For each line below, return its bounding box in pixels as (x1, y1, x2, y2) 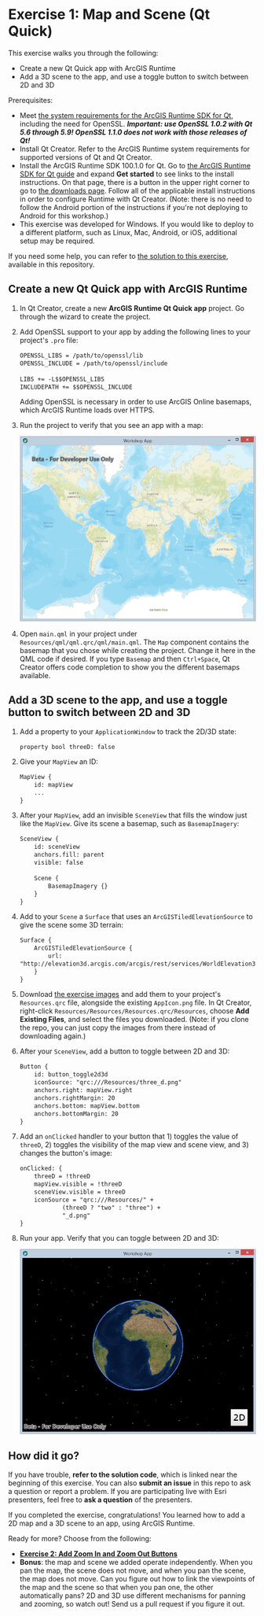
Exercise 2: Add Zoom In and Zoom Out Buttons (19, 1549, 178, 1559)
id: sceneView (34, 843, 80, 850)
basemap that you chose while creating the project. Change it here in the (19, 645, 256, 655)
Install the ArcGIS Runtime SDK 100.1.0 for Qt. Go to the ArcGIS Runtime (19, 160, 251, 170)
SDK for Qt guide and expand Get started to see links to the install (19, 169, 234, 179)
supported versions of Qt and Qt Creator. (19, 152, 152, 162)
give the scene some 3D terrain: (19, 920, 124, 929)
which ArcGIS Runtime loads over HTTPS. (19, 405, 156, 415)
